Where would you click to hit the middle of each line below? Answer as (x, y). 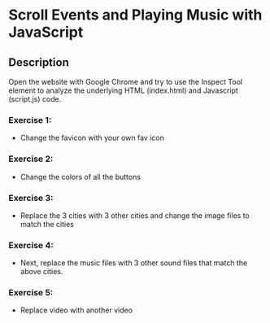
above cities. (41, 272)
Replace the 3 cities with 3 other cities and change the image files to (135, 215)
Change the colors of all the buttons (80, 177)
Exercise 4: (31, 245)
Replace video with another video (76, 310)
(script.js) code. (35, 99)
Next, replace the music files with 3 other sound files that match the (134, 263)
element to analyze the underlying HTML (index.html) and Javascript (123, 90)
